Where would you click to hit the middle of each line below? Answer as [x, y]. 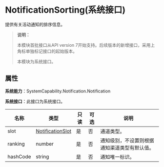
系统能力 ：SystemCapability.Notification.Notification [58, 91]
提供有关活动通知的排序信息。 [35, 24]
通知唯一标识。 [117, 157]
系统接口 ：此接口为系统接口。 [35, 101]
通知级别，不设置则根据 [127, 140]
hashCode [19, 156]
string [42, 156]
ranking [16, 144]
